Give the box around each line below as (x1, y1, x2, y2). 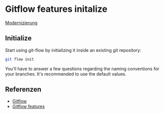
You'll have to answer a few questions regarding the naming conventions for (5, 66, 160, 72)
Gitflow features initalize (5, 3, 107, 15)
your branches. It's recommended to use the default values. (5, 71, 127, 77)
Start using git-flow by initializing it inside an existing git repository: (5, 47, 141, 53)
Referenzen (5, 85, 42, 94)
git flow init (5, 57, 34, 62)
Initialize (5, 34, 32, 42)
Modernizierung (5, 20, 38, 26)
